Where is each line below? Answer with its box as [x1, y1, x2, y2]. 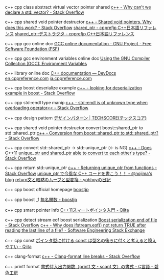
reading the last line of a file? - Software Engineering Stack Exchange [5, 227, 145, 233]
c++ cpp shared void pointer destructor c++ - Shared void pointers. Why [5, 19, 152, 25]
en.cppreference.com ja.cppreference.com [5, 76, 92, 81]
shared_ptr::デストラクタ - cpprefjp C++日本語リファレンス [14, 31, 135, 36]
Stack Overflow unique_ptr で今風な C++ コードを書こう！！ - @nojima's [5, 170, 153, 176]
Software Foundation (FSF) [5, 46, 60, 52]
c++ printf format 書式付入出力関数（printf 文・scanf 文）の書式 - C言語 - [5, 264, 153, 269]
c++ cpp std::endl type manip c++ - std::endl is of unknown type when [5, 100, 148, 105]
